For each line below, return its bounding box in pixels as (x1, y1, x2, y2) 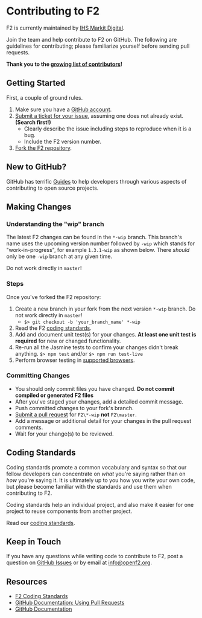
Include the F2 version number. (24, 138, 102, 145)
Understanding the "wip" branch (6, 219, 104, 228)
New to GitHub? (6, 162, 67, 172)
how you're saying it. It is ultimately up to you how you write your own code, (6, 476, 195, 484)
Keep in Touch (6, 536, 62, 547)
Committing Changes (6, 372, 71, 380)
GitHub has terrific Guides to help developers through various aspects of (6, 178, 187, 185)
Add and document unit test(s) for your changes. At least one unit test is (14, 330, 197, 338)
